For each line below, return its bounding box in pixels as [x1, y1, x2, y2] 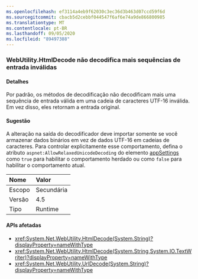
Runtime [35, 205, 59, 213]
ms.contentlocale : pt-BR [6, 25, 67, 31]
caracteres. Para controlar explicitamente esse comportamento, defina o [6, 143, 183, 150]
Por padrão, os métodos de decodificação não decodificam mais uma [6, 91, 176, 98]
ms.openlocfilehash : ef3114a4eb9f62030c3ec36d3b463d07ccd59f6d [6, 8, 165, 15]
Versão [9, 195, 29, 204]
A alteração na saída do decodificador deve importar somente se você [6, 130, 178, 137]
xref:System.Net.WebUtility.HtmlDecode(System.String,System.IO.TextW [14, 247, 192, 255]
